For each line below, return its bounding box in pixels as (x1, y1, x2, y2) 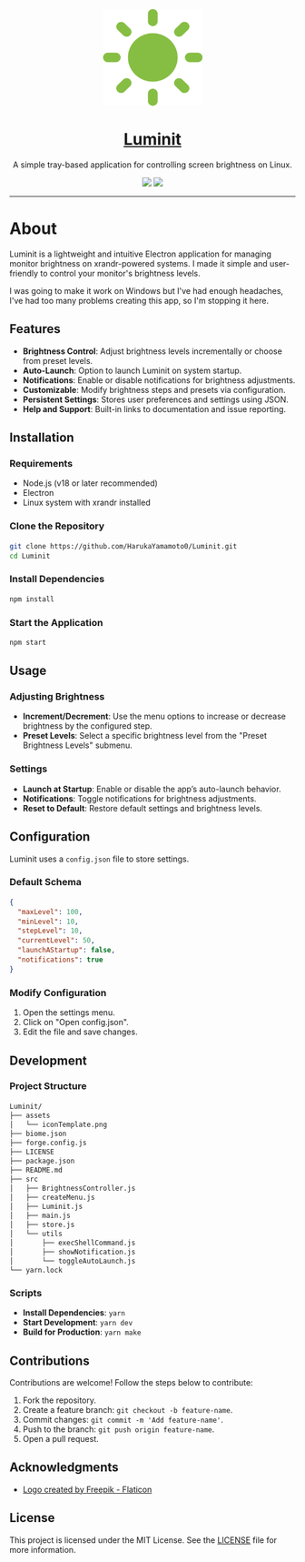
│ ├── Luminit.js (9, 1202, 84, 1211)
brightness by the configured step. (22, 721, 152, 731)
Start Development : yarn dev (22, 1317, 133, 1328)
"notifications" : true (17, 955, 103, 964)
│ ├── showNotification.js (9, 1247, 136, 1256)
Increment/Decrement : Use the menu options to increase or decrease (22, 710, 287, 722)
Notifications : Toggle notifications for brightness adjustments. (22, 792, 257, 804)
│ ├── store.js (9, 1220, 75, 1229)
